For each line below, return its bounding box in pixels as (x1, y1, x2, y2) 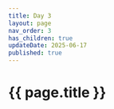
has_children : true (8, 34, 73, 42)
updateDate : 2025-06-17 (8, 42, 88, 50)
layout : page (8, 19, 52, 27)
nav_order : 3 (8, 26, 52, 34)
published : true (8, 49, 62, 57)
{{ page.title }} (8, 83, 107, 102)
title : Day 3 (8, 11, 52, 20)
